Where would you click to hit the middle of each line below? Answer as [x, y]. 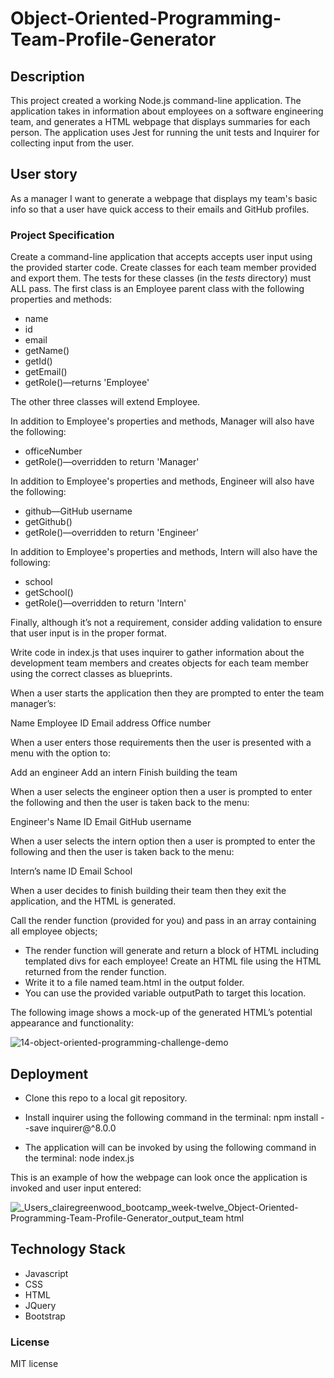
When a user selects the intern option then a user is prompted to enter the [163, 841]
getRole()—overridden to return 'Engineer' [112, 533]
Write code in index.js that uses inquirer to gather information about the [157, 653]
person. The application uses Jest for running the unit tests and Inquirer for [165, 132]
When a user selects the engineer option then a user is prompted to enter [161, 792]
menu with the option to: [60, 753]
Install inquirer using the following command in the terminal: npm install [171, 1117]
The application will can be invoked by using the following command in [170, 1147]
